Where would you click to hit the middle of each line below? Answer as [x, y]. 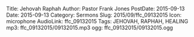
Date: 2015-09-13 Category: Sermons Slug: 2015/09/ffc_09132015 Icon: [94, 15]
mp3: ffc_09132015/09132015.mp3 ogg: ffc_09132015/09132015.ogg [90, 27]
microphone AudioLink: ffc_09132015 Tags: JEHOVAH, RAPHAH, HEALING [97, 21]
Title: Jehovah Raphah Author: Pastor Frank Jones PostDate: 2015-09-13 [96, 9]
